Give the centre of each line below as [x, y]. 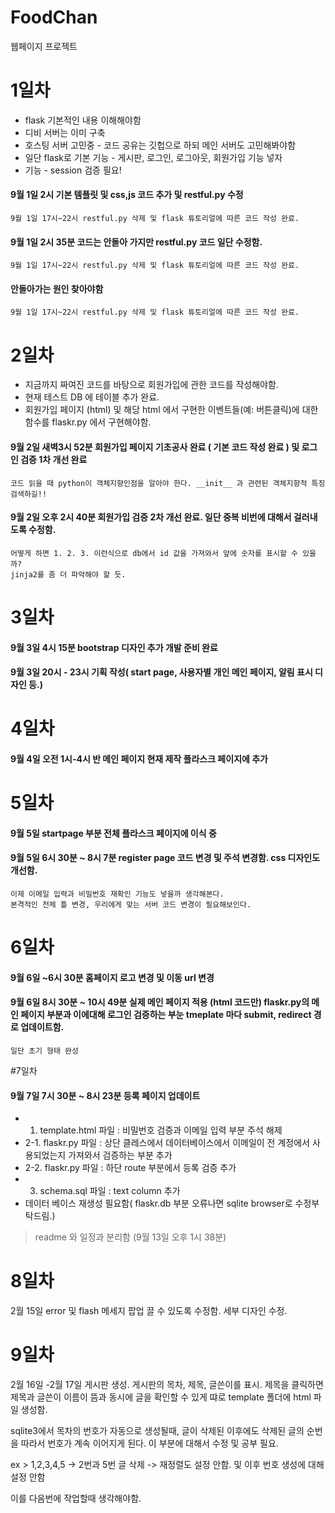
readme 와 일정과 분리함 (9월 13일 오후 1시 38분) [130, 1237]
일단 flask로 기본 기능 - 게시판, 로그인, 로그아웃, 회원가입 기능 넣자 [153, 157]
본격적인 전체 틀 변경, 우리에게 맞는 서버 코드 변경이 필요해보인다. [131, 904]
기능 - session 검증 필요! [73, 170]
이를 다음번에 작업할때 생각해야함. [76, 1498]
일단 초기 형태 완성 [44, 1051]
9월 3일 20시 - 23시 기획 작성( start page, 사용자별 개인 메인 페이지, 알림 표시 [161, 672]
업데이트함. [42, 1027]
